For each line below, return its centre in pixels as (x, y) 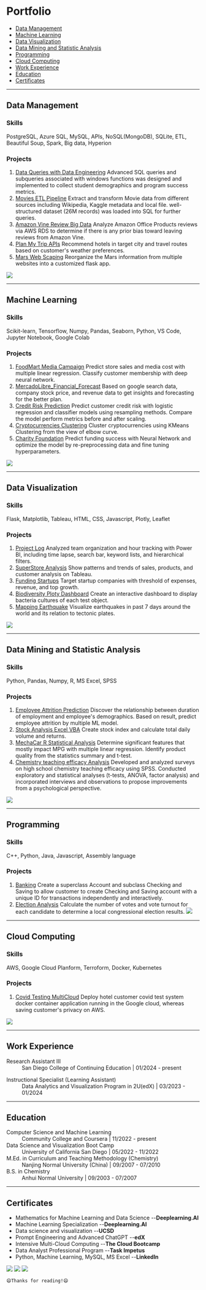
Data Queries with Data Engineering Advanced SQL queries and (96, 172)
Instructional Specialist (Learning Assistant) (61, 1080)
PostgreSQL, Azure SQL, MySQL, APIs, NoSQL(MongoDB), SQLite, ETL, (97, 136)
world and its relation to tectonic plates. (65, 613)
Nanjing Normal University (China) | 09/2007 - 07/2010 (91, 1165)
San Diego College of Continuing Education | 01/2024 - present (102, 1068)
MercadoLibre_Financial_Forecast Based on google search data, (96, 386)
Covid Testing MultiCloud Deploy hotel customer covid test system (99, 997)
